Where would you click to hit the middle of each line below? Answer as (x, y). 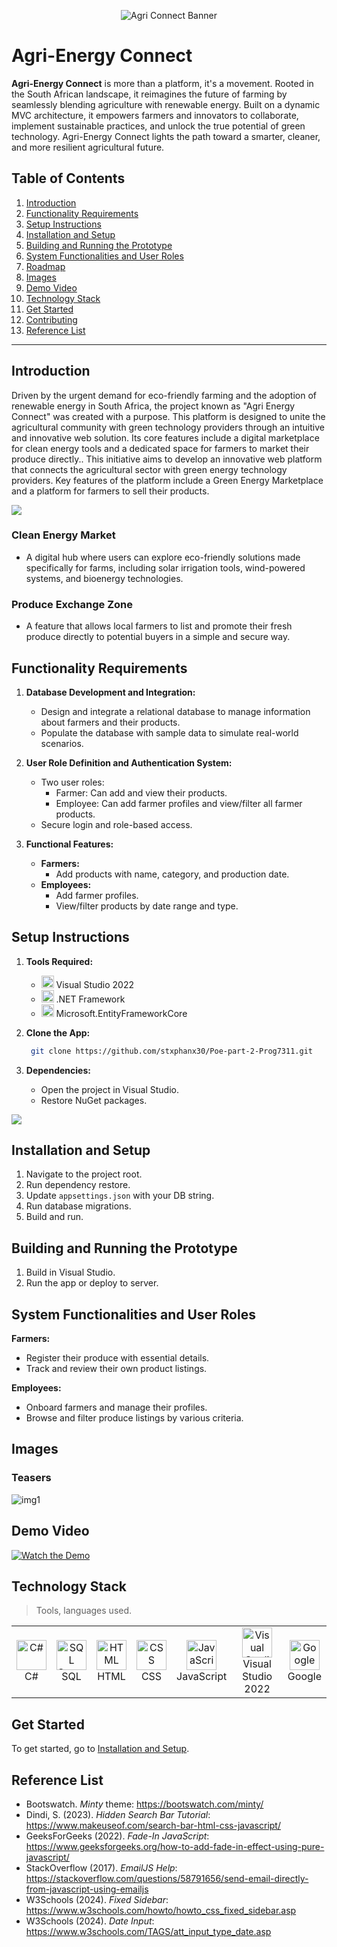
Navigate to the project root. (84, 1174)
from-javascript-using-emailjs (87, 1889)
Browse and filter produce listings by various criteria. (134, 1418)
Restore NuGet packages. (94, 1100)
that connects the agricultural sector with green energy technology (149, 469)
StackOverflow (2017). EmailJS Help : (101, 1868)
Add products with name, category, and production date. (172, 874)
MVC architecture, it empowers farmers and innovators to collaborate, (155, 115)
